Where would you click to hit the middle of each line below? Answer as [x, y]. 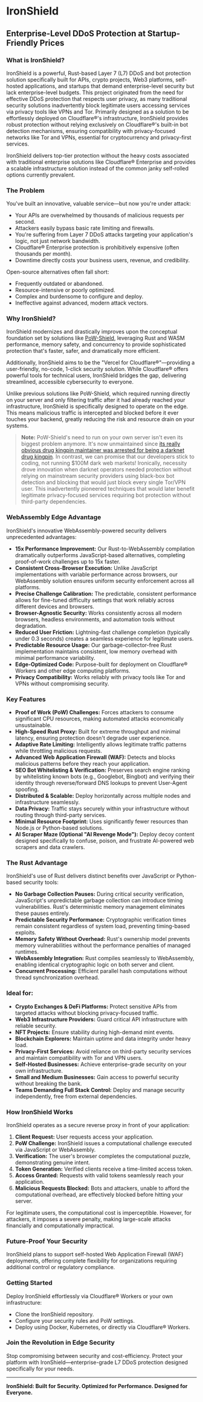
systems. [18, 426]
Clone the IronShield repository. [54, 1314]
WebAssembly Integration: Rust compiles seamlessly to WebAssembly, [105, 958]
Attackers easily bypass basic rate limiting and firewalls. [85, 228]
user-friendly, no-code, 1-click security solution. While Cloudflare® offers [97, 369]
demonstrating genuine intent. [53, 1162]
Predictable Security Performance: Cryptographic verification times [101, 920]
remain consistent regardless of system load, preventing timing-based [102, 926]
